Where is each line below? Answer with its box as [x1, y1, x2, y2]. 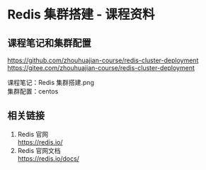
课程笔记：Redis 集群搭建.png [7, 79, 94, 86]
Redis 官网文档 [17, 146, 62, 154]
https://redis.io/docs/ [17, 154, 80, 163]
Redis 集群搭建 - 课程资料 [7, 6, 155, 23]
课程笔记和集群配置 [7, 37, 91, 49]
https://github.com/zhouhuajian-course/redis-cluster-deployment [7, 56, 199, 64]
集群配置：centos [7, 87, 59, 96]
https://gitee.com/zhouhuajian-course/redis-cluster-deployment [7, 64, 195, 72]
